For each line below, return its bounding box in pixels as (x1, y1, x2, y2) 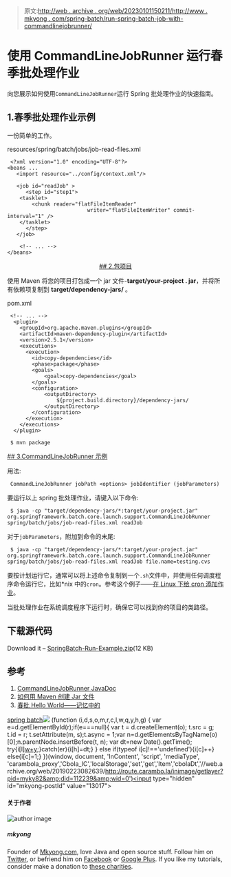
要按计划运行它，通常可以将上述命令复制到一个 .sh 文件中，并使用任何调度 (7, 571, 215, 579)
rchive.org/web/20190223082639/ (7, 767, 105, 776)
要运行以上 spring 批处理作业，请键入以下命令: (7, 493, 139, 502)
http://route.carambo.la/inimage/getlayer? (104, 767, 223, 776)
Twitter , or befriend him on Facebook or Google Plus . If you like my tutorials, (7, 855, 223, 863)
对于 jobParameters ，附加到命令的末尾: (7, 532, 115, 540)
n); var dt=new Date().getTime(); (100, 738, 192, 746)
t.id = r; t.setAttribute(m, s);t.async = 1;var (7, 731, 126, 739)
